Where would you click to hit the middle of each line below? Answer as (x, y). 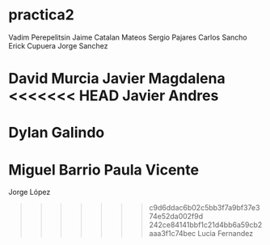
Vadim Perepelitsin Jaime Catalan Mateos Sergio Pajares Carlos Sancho (128, 37)
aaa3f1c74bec (173, 234)
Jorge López (30, 192)
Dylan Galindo (57, 133)
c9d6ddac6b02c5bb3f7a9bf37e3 (205, 208)
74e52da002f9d (176, 217)
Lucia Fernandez (225, 234)
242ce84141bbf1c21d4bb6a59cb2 (206, 225)
